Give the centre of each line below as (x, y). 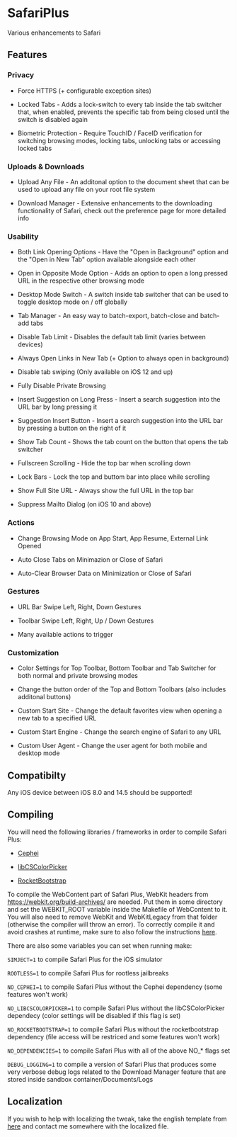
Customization (33, 652)
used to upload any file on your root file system (86, 189)
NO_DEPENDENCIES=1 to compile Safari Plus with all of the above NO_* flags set (119, 1051)
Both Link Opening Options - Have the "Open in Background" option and (123, 252)
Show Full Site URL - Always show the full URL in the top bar (105, 491)
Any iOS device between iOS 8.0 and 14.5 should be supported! (100, 792)
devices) (30, 344)
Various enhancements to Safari (54, 33)
